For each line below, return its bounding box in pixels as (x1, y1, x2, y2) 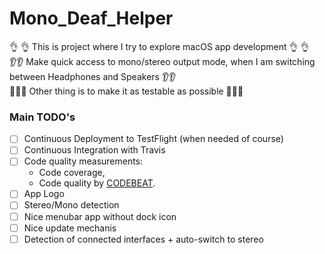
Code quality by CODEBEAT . (38, 177, 156, 189)
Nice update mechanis (23, 222, 117, 234)
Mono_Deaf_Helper (9, 7, 174, 30)
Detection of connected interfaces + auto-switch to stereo (23, 233, 264, 245)
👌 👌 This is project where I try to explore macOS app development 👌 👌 (9, 40, 310, 52)
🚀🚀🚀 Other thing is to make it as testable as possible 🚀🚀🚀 (9, 85, 244, 97)
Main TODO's (9, 110, 76, 124)
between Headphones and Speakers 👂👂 (9, 70, 177, 82)
